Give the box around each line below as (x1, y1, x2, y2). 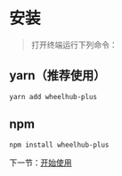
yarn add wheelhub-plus (9, 92, 98, 101)
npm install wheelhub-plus (9, 140, 110, 149)
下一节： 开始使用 (9, 157, 72, 168)
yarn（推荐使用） (9, 68, 106, 83)
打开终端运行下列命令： (30, 39, 118, 50)
